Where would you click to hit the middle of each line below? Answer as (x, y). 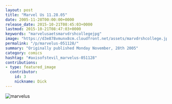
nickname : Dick (31, 81)
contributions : (21, 63)
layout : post (19, 10)
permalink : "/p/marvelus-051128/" (42, 44)
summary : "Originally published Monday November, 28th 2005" (72, 48)
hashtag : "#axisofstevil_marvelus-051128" (51, 58)
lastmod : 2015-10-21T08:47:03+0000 (43, 29)
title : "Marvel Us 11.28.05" (36, 15)
